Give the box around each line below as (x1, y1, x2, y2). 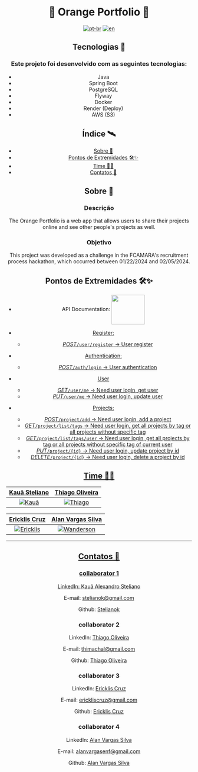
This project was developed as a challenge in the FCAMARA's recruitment (9, 251, 189, 259)
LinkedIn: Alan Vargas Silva (66, 736, 132, 743)
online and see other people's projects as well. (42, 224, 156, 231)
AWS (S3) (91, 111, 115, 118)
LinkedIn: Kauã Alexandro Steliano (57, 583, 141, 590)
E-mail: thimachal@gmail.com (62, 645, 136, 653)
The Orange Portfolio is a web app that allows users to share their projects (8, 217, 190, 224)
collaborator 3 (78, 671, 120, 680)
